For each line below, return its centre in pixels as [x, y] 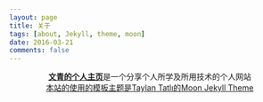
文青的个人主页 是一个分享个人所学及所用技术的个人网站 [150, 77]
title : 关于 [30, 26]
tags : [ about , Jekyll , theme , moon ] [77, 34]
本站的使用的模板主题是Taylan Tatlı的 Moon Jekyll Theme [150, 88]
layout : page [33, 17]
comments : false [39, 51]
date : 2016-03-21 [41, 42]
